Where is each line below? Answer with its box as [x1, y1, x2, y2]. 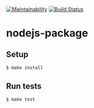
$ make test [6, 97, 35, 103]
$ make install [6, 65, 43, 71]
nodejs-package [6, 26, 88, 40]
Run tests [6, 81, 42, 91]
